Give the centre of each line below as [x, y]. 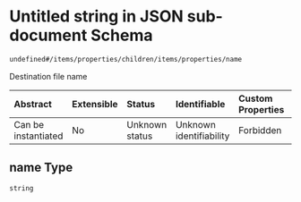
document [48, 35]
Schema [122, 35]
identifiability [202, 136]
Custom [256, 98]
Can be [29, 124]
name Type [41, 168]
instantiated [39, 136]
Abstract [33, 104]
